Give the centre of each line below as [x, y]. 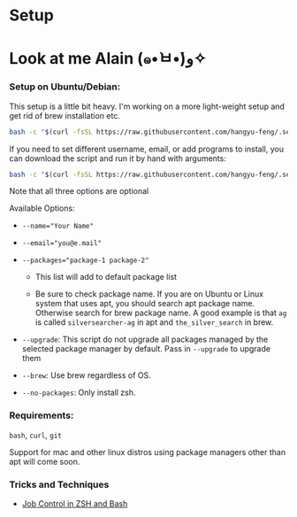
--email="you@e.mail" [61, 243]
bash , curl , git [35, 435]
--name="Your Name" [58, 227]
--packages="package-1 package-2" [85, 261]
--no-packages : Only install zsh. [79, 393]
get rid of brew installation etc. [65, 115]
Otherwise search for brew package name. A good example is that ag [161, 313]
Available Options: [42, 208]
